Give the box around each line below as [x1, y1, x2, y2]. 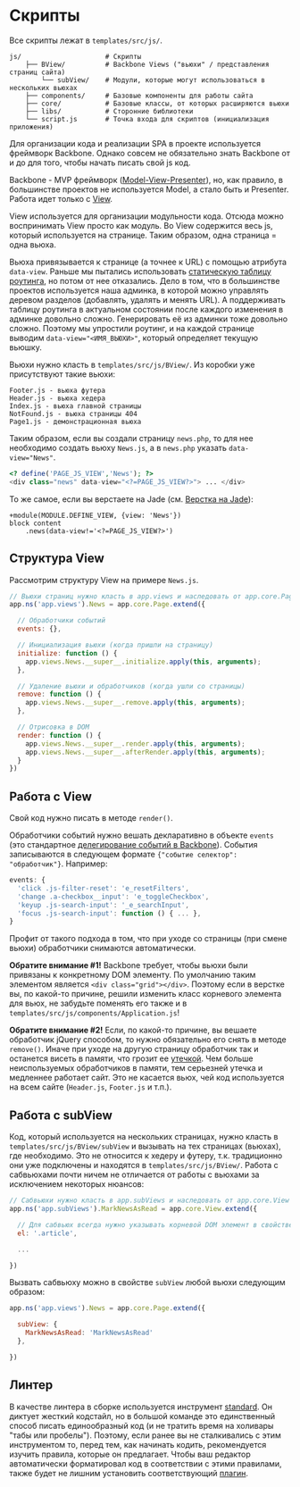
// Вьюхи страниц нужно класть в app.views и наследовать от [9, 591, 242, 601]
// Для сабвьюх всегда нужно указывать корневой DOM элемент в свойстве [17, 1220, 294, 1229]
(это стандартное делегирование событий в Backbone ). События [9, 840, 258, 850]
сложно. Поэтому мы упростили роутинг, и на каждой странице [9, 322, 254, 333]
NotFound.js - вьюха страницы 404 [9, 409, 138, 418]
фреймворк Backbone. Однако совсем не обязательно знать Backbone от [9, 147, 291, 158]
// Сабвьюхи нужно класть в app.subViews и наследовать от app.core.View [9, 1196, 290, 1206]
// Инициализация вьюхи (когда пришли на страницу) [17, 640, 214, 649]
